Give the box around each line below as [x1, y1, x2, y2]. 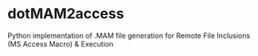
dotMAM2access [7, 5, 125, 23]
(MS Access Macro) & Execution [7, 39, 113, 48]
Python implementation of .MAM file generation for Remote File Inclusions [7, 31, 251, 40]
